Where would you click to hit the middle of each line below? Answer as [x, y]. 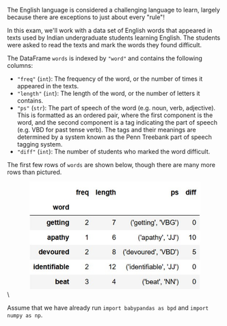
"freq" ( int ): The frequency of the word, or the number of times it [110, 79]
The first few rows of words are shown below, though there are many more [111, 165]
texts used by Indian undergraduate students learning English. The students [114, 38]
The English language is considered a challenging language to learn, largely [113, 10]
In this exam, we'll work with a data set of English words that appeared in [110, 30]
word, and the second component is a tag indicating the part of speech [117, 122]
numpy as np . [25, 315]
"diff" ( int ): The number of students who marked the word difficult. [113, 151]
